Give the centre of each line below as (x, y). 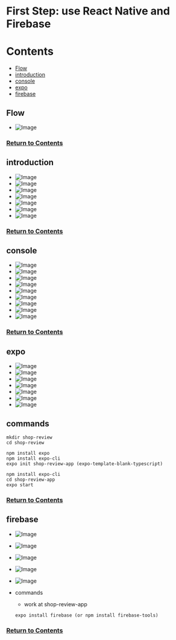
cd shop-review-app (31, 480)
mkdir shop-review (29, 437)
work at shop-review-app (55, 604)
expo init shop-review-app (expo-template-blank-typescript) (85, 464)
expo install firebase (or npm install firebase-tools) (86, 615)
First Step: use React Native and (88, 11)
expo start (20, 485)
